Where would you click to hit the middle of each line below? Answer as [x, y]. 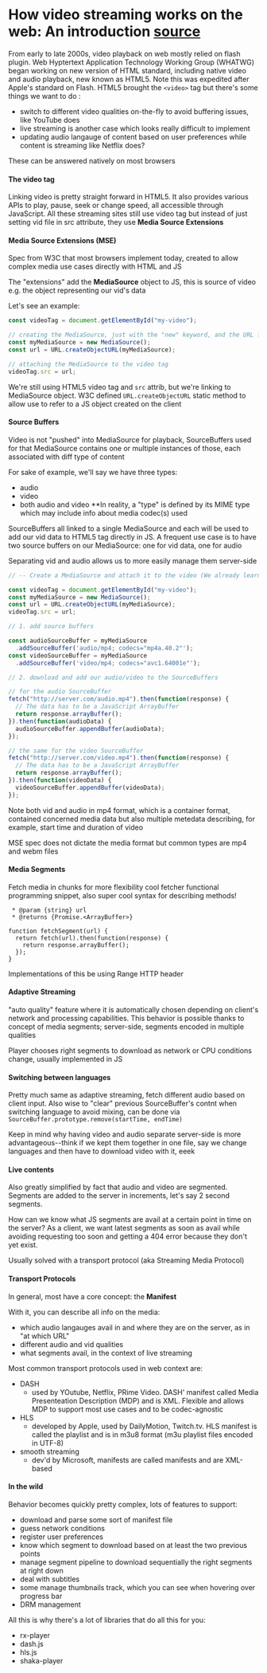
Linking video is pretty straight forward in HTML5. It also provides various [128, 197]
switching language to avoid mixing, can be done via [94, 1112]
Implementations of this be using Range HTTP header [96, 973]
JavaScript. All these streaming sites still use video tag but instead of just [128, 214]
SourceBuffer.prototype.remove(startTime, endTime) [95, 1120]
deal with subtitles [50, 1579]
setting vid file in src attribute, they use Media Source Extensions [116, 222]
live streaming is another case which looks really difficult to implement [135, 128]
